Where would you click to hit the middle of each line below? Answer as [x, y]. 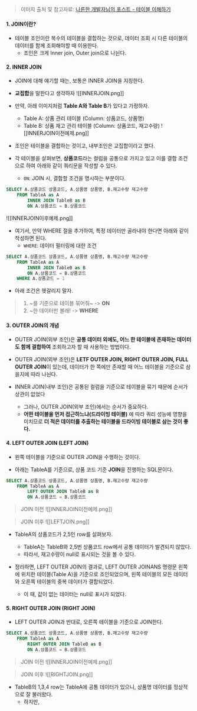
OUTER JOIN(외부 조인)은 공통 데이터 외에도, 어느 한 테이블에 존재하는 [95, 340]
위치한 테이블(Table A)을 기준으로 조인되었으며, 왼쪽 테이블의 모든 [97, 574]
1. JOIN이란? [21, 24]
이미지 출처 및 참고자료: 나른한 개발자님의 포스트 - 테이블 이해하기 [96, 9]
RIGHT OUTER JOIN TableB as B [64, 644]
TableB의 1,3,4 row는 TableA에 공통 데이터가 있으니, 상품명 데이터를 [93, 687]
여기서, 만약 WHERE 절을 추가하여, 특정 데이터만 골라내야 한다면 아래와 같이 [101, 231]
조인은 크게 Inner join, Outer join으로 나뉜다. [75, 53]
